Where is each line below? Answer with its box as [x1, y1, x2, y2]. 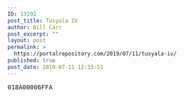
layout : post [7, 37, 46, 44]
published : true [7, 57, 56, 64]
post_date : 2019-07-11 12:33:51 [7, 63, 103, 71]
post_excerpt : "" [7, 30, 59, 38]
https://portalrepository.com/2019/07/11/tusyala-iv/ [14, 51, 177, 58]
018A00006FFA [7, 83, 53, 91]
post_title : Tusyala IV [7, 17, 78, 24]
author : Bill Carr [7, 24, 62, 31]
